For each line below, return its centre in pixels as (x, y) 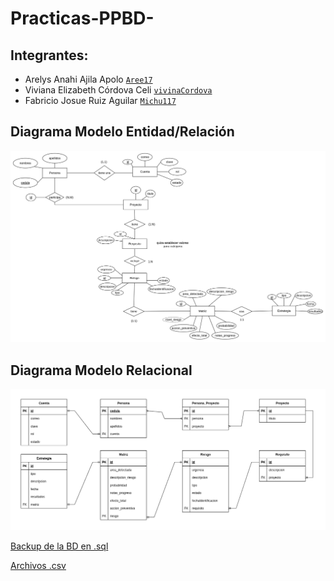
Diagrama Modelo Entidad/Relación (122, 132)
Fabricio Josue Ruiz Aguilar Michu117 (100, 100)
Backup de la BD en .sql (59, 546)
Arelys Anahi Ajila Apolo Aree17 (88, 79)
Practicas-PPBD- (82, 18)
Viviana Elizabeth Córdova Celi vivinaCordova (118, 90)
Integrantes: (49, 55)
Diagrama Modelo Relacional (101, 370)
